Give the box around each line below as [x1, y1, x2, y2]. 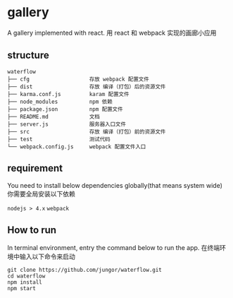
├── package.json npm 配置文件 [7, 105, 123, 113]
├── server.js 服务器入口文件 [7, 121, 127, 128]
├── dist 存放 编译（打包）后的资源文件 [7, 83, 166, 90]
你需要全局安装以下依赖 [7, 189, 75, 198]
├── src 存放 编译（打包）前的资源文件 [7, 128, 166, 135]
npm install [7, 279, 42, 286]
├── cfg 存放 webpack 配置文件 [7, 76, 149, 83]
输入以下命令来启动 [19, 252, 75, 261]
